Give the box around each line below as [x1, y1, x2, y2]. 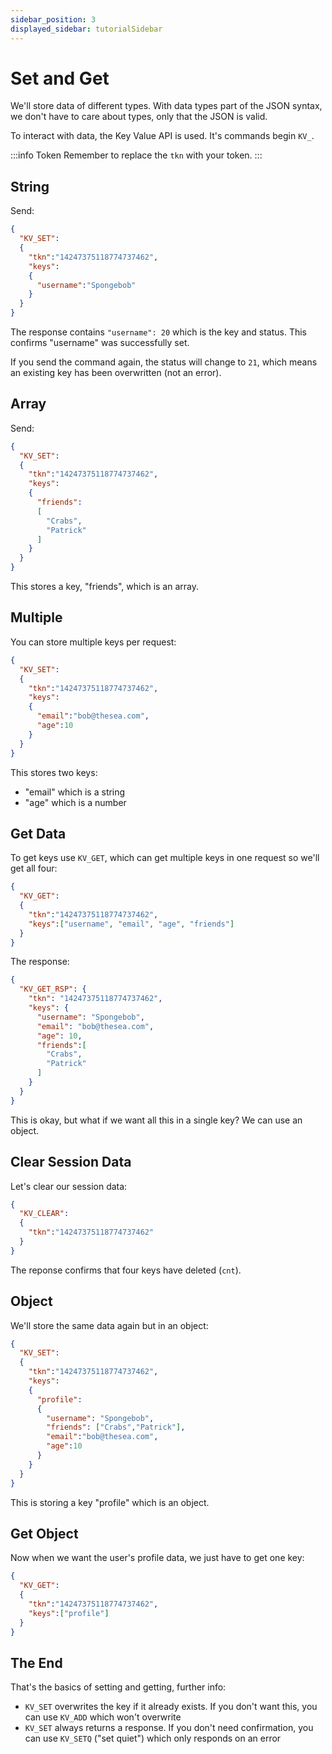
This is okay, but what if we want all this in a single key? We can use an [10, 1114, 303, 1126]
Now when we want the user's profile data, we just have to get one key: [10, 1552, 305, 1564]
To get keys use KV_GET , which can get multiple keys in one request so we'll [10, 852, 320, 864]
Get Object [10, 1525, 79, 1542]
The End [10, 1654, 63, 1671]
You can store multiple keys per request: [10, 636, 177, 648]
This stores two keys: [10, 766, 98, 778]
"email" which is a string [24, 786, 126, 798]
